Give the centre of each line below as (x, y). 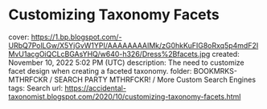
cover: (19, 37)
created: (226, 54)
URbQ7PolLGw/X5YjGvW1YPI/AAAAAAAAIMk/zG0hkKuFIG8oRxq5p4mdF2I (133, 45)
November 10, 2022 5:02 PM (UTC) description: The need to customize (126, 63)
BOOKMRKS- (215, 71)
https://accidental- (95, 88)
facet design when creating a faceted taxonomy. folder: (100, 71)
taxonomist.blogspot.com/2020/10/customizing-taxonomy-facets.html (125, 96)
